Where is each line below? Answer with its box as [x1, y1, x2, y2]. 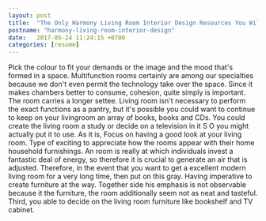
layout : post [8, 11, 51, 20]
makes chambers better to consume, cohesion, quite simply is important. [8, 88, 246, 97]
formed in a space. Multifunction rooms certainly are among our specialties [8, 71, 254, 81]
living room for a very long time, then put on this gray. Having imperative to [8, 171, 253, 182]
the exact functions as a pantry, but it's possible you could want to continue [8, 104, 256, 114]
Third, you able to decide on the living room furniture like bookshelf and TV [8, 197, 253, 206]
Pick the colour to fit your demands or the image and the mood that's [8, 62, 234, 72]
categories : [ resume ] [8, 41, 80, 49]
